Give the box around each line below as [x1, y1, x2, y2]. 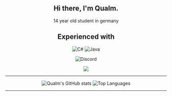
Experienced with [57, 33, 115, 41]
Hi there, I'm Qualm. [53, 4, 119, 13]
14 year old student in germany [53, 17, 119, 23]
